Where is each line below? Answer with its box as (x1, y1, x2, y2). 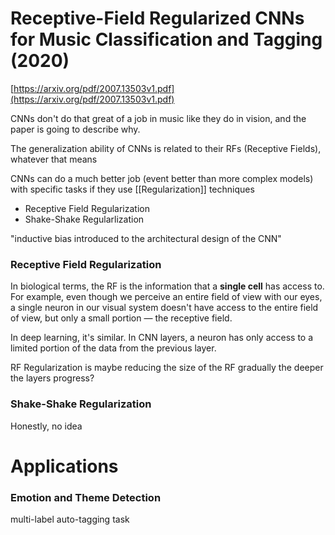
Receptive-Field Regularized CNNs (10, 7, 305, 30)
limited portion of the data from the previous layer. (10, 342, 217, 354)
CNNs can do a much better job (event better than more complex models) (10, 172, 314, 184)
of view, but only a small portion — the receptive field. (10, 312, 233, 324)
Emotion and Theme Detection (10, 490, 162, 504)
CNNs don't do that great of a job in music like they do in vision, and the (10, 112, 307, 124)
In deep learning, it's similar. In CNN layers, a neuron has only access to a (10, 332, 314, 344)
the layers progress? (10, 372, 95, 384)
